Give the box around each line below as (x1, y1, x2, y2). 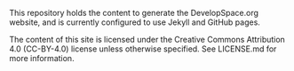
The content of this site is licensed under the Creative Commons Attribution (9, 35, 286, 44)
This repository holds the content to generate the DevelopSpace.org (9, 8, 259, 18)
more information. (9, 53, 75, 63)
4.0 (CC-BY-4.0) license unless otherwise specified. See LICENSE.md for (9, 43, 277, 54)
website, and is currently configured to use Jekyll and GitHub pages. (9, 17, 260, 28)
